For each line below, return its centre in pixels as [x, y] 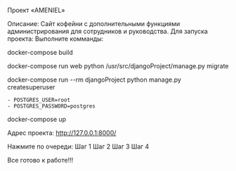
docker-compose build [40, 52]
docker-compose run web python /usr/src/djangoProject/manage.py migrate [118, 66]
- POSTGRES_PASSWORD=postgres [52, 106]
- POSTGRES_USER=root [39, 100]
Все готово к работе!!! [40, 160]
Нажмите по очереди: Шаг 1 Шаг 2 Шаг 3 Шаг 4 [78, 146]
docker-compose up [37, 119]
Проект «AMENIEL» [36, 10]
